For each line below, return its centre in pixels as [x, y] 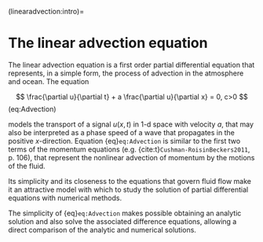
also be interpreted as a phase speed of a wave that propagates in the [122, 132]
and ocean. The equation [49, 81]
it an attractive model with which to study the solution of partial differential [128, 189]
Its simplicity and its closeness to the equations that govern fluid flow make [130, 181]
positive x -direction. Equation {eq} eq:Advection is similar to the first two [124, 141]
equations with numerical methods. [65, 198]
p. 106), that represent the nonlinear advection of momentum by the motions [131, 157]
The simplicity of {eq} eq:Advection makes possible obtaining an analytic [125, 213]
